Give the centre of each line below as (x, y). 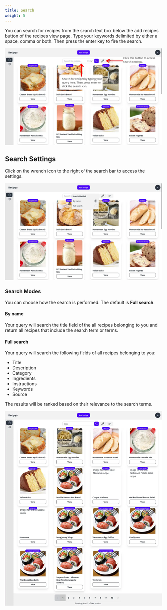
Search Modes (23, 291)
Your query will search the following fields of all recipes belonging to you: (80, 353)
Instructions (25, 384)
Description (24, 368)
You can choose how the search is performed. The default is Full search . (80, 302)
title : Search (20, 10)
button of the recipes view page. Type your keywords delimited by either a (81, 36)
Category (22, 373)
